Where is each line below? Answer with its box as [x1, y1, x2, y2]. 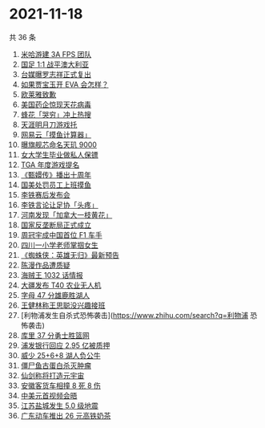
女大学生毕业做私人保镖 [20, 149, 98, 159]
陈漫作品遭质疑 [20, 260, 70, 270]
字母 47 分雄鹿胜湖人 [20, 290, 90, 300]
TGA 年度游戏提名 [20, 160, 80, 169]
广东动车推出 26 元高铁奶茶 [20, 410, 111, 420]
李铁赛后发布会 [20, 190, 70, 199]
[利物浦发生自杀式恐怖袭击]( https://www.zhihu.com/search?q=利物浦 [20, 310, 249, 320]
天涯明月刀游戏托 [20, 120, 78, 129]
